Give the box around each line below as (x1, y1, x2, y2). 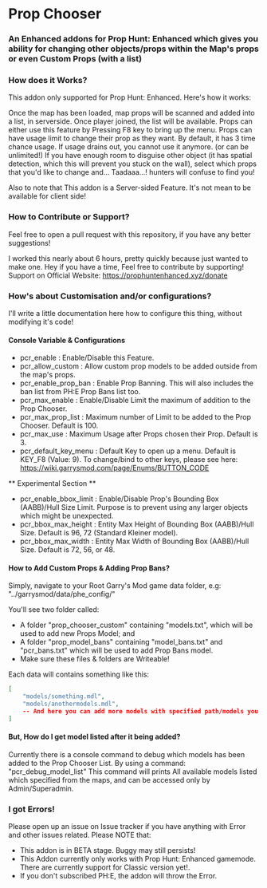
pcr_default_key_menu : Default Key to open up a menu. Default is (19, 446, 237, 456)
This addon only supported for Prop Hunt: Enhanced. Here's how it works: (8, 93, 251, 102)
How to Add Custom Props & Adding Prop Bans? (8, 563, 170, 573)
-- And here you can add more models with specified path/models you (22, 708, 259, 716)
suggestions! (8, 238, 51, 247)
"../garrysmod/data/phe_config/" (8, 590, 116, 599)
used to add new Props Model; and (19, 629, 135, 638)
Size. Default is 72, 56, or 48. (19, 545, 116, 555)
